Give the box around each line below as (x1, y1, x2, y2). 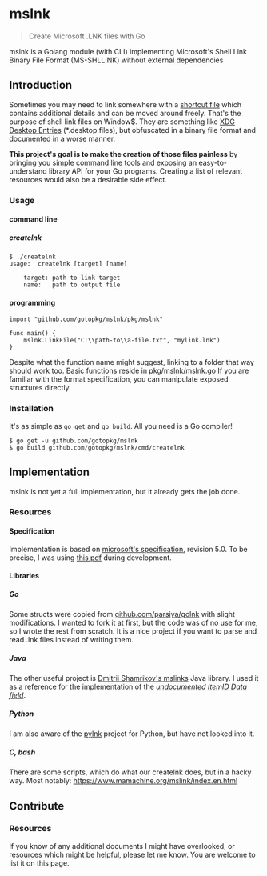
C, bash (9, 747, 36, 757)
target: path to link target (23, 274, 121, 282)
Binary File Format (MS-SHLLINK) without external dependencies (9, 55, 224, 65)
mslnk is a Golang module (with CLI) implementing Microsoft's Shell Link (9, 46, 247, 56)
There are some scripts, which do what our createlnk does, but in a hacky (9, 767, 252, 777)
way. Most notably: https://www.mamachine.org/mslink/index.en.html (9, 776, 238, 786)
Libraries (9, 571, 39, 581)
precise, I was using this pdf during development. (9, 553, 173, 562)
